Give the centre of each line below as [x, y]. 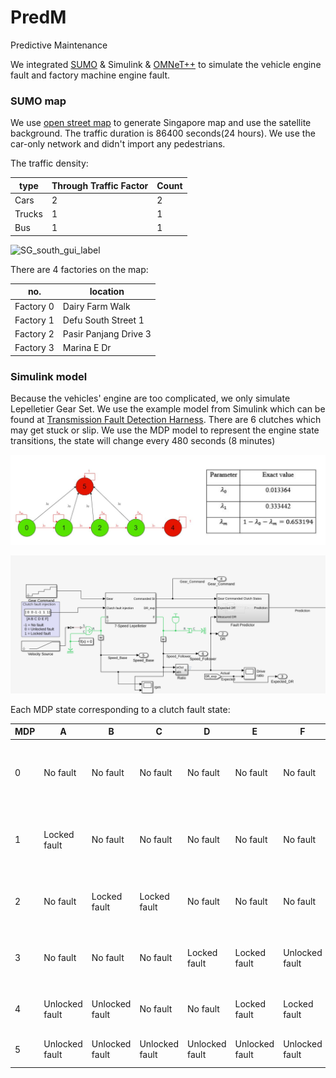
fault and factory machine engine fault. [90, 75]
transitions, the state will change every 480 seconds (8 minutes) [143, 441]
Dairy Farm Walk [96, 306]
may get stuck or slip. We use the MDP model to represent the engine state [165, 430]
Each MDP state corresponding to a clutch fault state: [120, 709]
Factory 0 [34, 306]
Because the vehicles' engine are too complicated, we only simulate [150, 398]
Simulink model [49, 376]
